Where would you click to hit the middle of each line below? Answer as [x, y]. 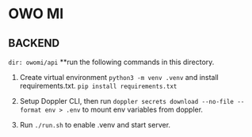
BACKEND [34, 43]
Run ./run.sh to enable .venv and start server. [95, 125]
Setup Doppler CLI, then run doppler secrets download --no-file [126, 101]
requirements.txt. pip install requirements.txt [98, 86]
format [31, 110]
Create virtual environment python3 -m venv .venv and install [119, 77]
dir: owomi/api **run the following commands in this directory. [111, 62]
